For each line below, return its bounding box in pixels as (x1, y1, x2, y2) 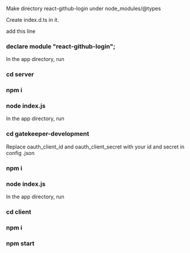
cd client (6, 208, 32, 216)
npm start (6, 239, 35, 247)
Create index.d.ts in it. (6, 16, 59, 23)
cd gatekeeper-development (6, 130, 90, 138)
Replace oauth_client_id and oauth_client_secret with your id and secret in (6, 143, 185, 150)
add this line (6, 28, 36, 35)
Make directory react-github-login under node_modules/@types (6, 5, 161, 12)
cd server (6, 70, 34, 79)
